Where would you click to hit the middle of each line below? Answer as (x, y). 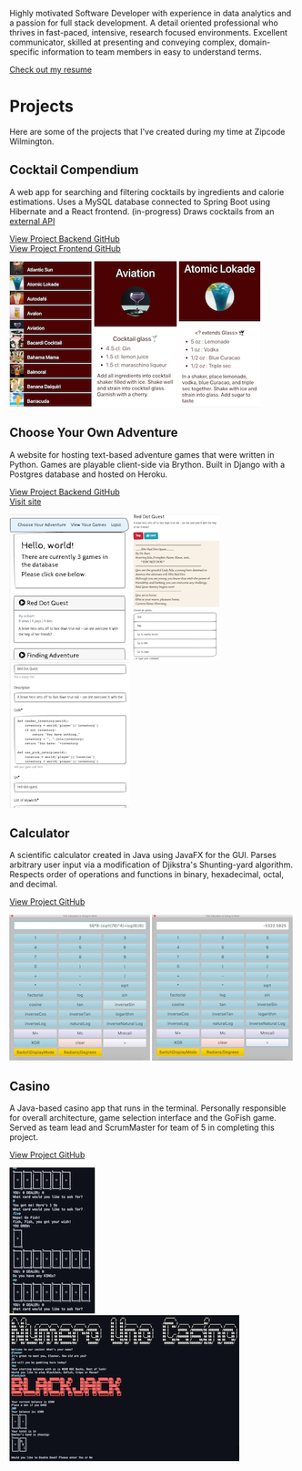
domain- (255, 42)
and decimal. (34, 885)
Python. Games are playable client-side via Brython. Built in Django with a (147, 464)
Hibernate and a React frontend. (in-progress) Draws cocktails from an (142, 211)
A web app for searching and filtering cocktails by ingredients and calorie (147, 192)
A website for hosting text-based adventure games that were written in (142, 454)
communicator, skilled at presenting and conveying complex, (123, 42)
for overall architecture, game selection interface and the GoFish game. (143, 1118)
